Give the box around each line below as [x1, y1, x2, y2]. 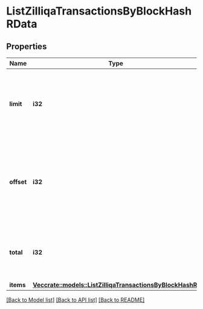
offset [9, 178, 27, 186]
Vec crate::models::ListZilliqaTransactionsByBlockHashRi [32, 281, 199, 289]
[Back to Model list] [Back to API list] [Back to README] [6, 296, 145, 304]
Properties [6, 41, 47, 51]
